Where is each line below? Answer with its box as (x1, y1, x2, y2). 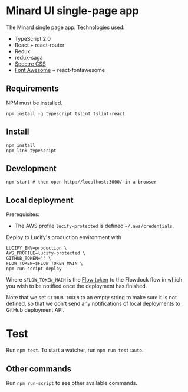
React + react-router (14, 41, 65, 48)
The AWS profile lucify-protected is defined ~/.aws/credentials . (14, 223, 174, 230)
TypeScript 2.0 (14, 35, 51, 42)
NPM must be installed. (6, 99, 63, 106)
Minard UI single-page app (6, 4, 139, 18)
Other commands (6, 364, 72, 374)
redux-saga (14, 54, 43, 61)
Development (6, 164, 57, 174)
